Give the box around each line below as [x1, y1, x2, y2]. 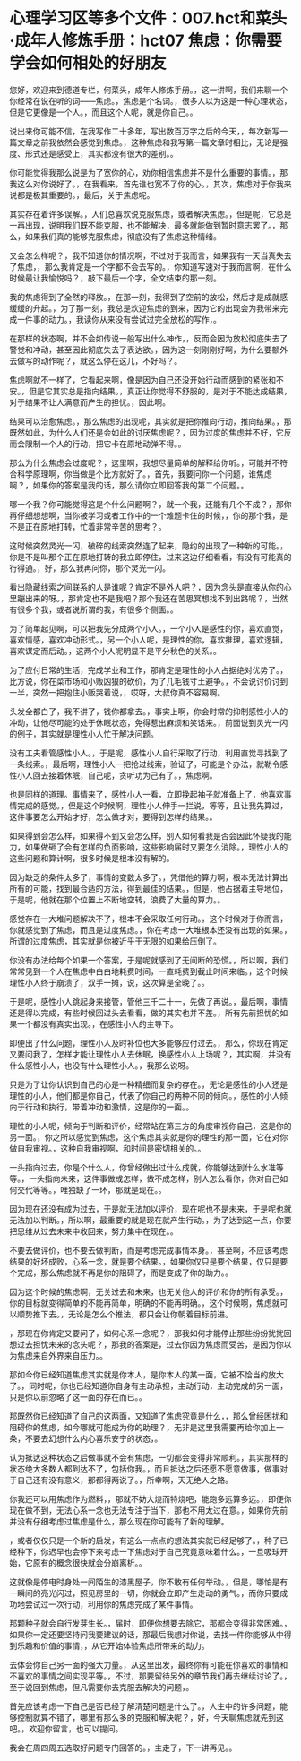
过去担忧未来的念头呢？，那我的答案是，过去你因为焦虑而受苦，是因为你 [16, 1339, 284, 1350]
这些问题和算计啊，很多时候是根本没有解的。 [9, 852, 175, 863]
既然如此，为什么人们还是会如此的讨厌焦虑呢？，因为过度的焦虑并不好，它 [9, 427, 284, 437]
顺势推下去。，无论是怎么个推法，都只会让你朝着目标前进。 [16, 1308, 233, 1319]
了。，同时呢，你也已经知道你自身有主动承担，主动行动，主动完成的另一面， [9, 1380, 288, 1391]
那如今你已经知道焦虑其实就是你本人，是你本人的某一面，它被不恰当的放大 [9, 1368, 284, 1380]
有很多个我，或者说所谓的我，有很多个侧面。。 [9, 604, 178, 615]
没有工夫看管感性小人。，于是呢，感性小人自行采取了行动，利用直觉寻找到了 [9, 747, 288, 758]
